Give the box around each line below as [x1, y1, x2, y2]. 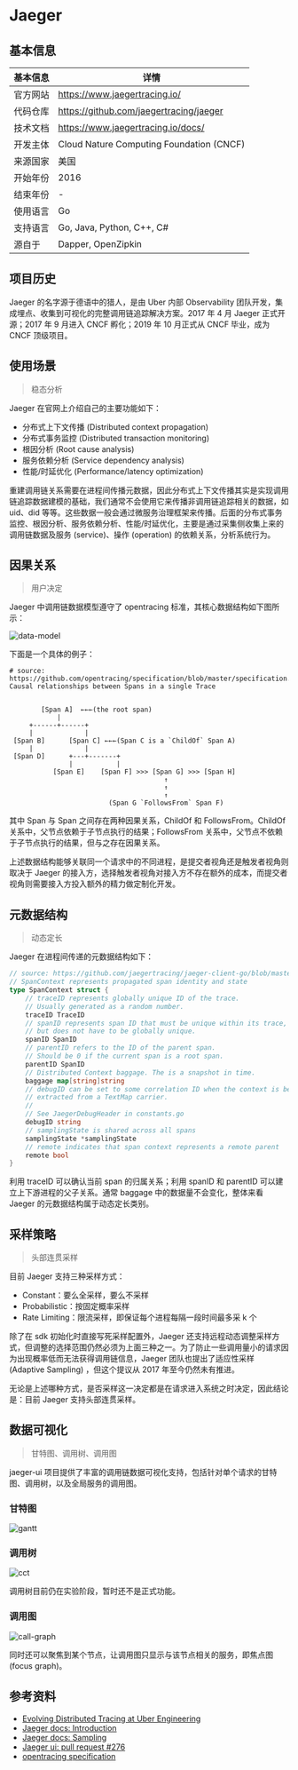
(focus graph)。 [9, 1660, 67, 1671]
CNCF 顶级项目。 [9, 329, 73, 340]
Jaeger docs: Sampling [21, 1732, 107, 1742]
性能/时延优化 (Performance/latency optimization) [21, 465, 204, 476]
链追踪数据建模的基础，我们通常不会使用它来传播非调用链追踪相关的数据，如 [9, 496, 289, 506]
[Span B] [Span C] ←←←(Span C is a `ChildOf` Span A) [12, 736, 237, 746]
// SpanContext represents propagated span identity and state [9, 978, 248, 987]
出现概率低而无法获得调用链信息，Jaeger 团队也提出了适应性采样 [16, 1353, 255, 1364]
